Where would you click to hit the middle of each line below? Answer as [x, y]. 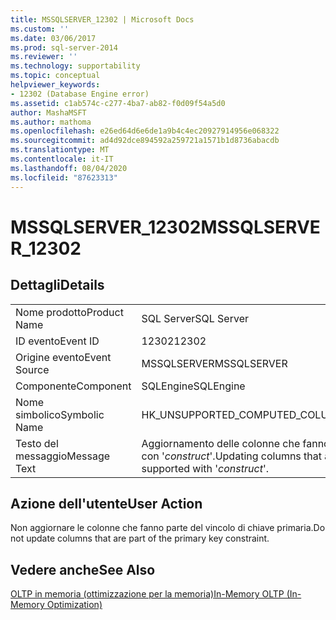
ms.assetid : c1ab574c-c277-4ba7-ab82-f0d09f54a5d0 [118, 103]
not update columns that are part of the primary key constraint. [140, 538]
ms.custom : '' [40, 29]
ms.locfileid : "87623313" [64, 177]
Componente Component [73, 386]
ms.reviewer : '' [44, 57]
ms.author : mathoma [51, 122]
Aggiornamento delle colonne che [221, 443]
